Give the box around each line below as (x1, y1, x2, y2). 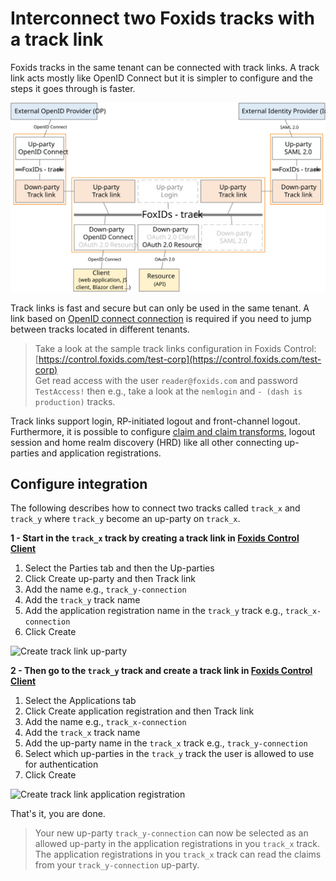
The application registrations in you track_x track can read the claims (34, 848, 322, 861)
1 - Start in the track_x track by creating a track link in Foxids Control (10, 532, 300, 544)
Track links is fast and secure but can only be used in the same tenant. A (10, 302, 310, 314)
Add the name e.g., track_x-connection (24, 716, 187, 728)
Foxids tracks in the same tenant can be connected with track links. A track (10, 61, 320, 73)
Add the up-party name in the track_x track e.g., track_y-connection (24, 737, 308, 749)
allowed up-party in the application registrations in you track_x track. (34, 838, 320, 850)
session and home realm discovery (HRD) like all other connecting (10, 436, 283, 448)
